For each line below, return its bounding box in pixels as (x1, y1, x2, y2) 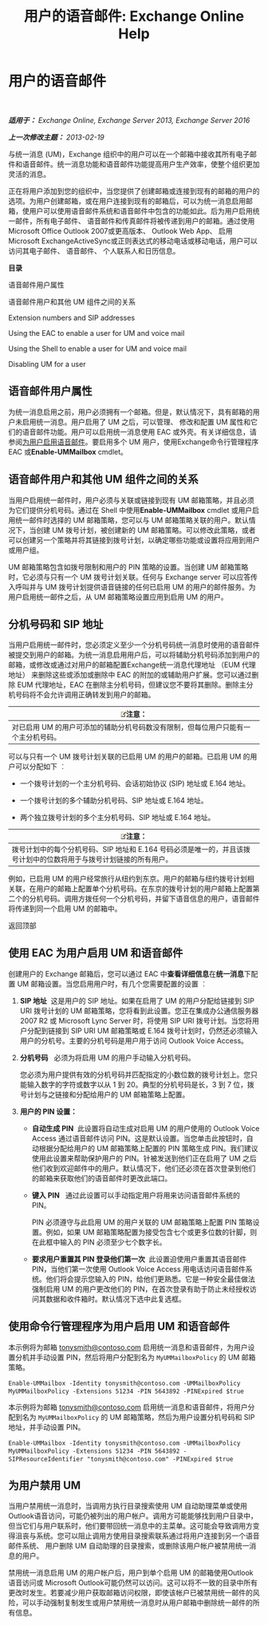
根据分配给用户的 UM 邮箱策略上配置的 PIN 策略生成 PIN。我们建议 (38, 1143, 258, 1153)
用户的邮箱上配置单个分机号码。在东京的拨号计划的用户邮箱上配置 (35, 883, 253, 893)
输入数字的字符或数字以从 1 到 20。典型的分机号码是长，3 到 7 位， (26, 1079, 248, 1089)
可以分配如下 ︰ (14, 761, 66, 771)
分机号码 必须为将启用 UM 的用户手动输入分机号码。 (19, 1052, 195, 1062)
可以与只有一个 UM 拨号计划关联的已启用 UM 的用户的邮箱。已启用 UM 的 (8, 751, 250, 761)
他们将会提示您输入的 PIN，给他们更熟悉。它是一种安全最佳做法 (45, 1274, 255, 1284)
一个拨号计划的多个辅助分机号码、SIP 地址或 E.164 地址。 (19, 795, 208, 805)
